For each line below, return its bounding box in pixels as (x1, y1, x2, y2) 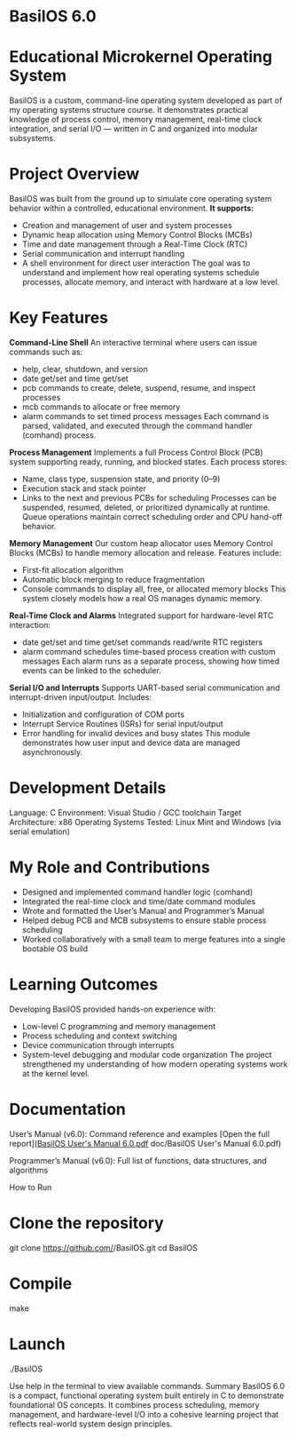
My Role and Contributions (9, 857, 210, 878)
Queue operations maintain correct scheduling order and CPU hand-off (21, 512, 283, 521)
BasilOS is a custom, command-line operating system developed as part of (9, 95, 283, 106)
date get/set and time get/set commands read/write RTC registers (21, 637, 263, 647)
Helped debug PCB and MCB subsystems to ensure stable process (21, 915, 267, 926)
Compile (9, 1273, 73, 1293)
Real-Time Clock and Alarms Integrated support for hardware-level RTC (9, 610, 274, 621)
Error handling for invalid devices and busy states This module (21, 728, 251, 738)
